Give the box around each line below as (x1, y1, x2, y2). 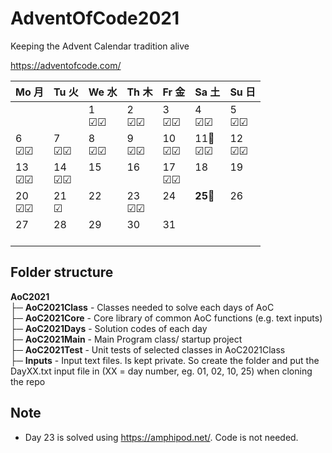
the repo (10, 375, 46, 387)
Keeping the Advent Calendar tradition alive (10, 40, 190, 52)
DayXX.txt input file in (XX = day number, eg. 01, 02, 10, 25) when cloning (10, 365, 313, 377)
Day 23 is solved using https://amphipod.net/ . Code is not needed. (24, 431, 299, 443)
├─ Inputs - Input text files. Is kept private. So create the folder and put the (10, 354, 320, 366)
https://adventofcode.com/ (10, 59, 122, 71)
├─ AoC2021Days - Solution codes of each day (10, 322, 208, 334)
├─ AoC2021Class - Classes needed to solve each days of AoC (10, 301, 275, 313)
